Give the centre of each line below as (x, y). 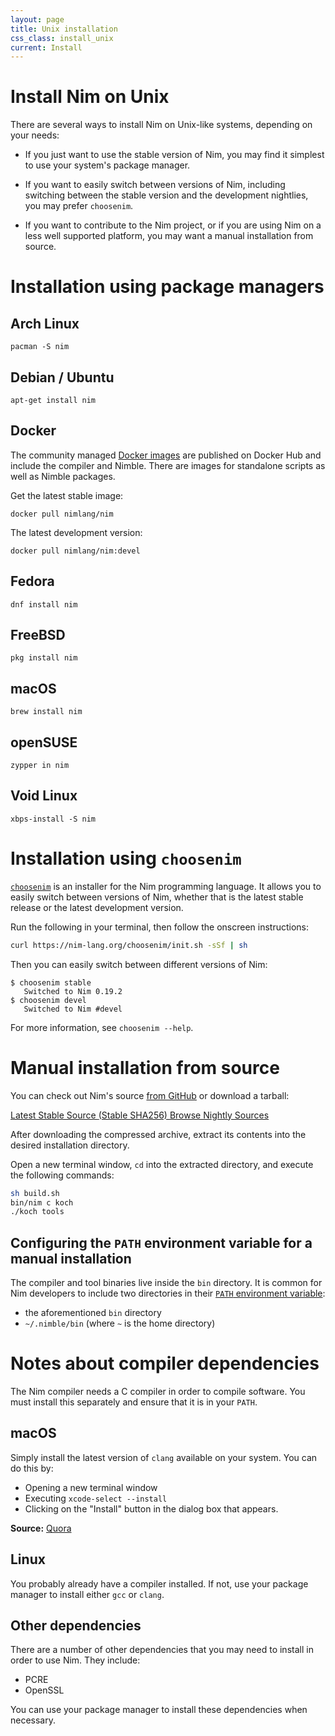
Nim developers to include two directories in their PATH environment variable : (168, 1293)
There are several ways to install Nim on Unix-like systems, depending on (161, 125)
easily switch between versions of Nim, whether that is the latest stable (157, 897)
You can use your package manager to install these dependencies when (159, 1710)
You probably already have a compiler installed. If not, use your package (159, 1583)
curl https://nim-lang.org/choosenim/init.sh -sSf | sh (129, 945)
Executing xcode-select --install (96, 1498)
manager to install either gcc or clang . (87, 1594)
